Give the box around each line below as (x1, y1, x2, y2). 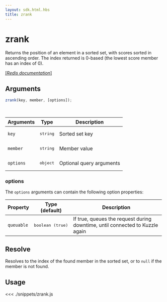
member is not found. (5, 264, 49, 270)
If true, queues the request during (73, 215, 152, 222)
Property (7, 204, 29, 211)
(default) (40, 207, 62, 214)
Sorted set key (59, 130, 93, 137)
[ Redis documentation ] (5, 70, 52, 76)
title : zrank (5, 12, 32, 17)
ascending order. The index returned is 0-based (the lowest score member (5, 55, 158, 61)
